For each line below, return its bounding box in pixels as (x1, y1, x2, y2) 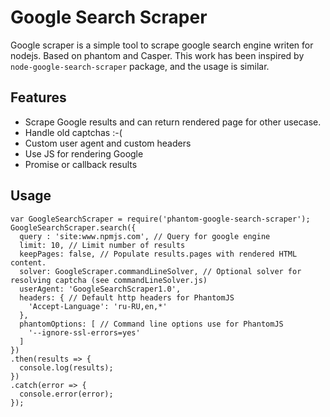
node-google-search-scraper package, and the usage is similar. (10, 60, 270, 72)
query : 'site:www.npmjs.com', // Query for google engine (19, 231, 271, 241)
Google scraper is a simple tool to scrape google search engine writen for (10, 39, 314, 51)
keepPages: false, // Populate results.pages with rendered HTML (19, 249, 298, 259)
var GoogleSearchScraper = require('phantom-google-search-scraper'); (10, 214, 311, 224)
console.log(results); (19, 362, 114, 373)
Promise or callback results (24, 158, 138, 170)
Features (10, 89, 67, 106)
